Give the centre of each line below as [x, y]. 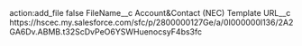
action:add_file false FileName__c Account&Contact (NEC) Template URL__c [150, 13]
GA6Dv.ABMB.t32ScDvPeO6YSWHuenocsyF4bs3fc [106, 32]
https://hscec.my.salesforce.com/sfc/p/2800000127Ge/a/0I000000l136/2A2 [151, 22]
